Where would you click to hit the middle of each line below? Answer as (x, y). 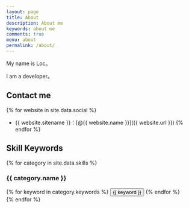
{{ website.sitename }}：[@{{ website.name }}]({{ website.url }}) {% (99, 122)
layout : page (23, 12)
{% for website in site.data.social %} (51, 110)
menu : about (21, 40)
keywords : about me (31, 29)
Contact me (29, 96)
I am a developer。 (29, 76)
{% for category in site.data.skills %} (52, 163)
